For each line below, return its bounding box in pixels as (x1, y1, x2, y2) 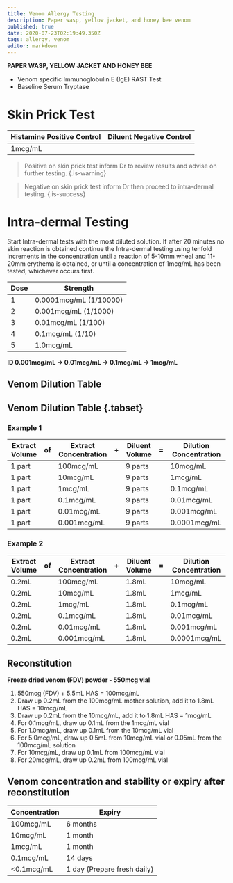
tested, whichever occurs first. (7, 267, 95, 275)
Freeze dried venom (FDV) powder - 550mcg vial (7, 676, 150, 684)
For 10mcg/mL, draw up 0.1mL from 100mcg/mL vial (17, 749, 165, 757)
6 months (65, 819, 97, 829)
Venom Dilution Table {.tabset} (7, 401, 144, 414)
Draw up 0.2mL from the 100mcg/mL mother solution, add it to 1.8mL (17, 697, 214, 705)
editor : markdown (7, 42, 58, 49)
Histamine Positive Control (10, 132, 101, 141)
